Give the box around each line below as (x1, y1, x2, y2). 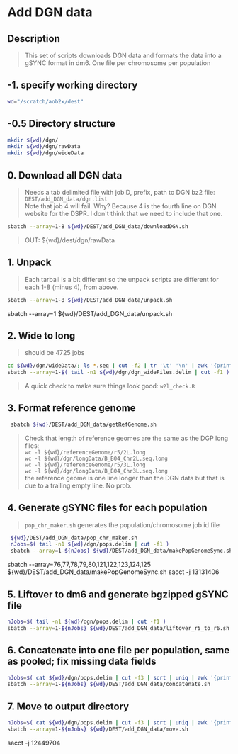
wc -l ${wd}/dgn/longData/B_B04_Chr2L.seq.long (24, 455, 168, 462)
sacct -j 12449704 (7, 738, 61, 747)
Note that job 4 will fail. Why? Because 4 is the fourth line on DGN (24, 201, 217, 210)
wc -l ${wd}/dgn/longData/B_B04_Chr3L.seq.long (24, 467, 168, 475)
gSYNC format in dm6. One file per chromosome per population (24, 59, 211, 67)
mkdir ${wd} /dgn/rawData (7, 143, 81, 150)
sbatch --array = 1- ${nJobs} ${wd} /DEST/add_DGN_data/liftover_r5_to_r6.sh (7, 624, 230, 631)
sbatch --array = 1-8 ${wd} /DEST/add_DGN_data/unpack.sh (7, 296, 173, 303)
